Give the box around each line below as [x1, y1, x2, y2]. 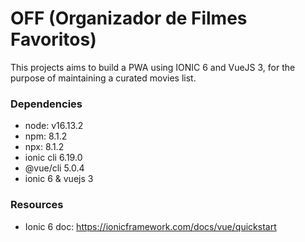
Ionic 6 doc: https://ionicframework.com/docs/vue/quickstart [24, 220, 277, 232]
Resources [10, 198, 64, 212]
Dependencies [10, 97, 83, 111]
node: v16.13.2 [24, 120, 84, 132]
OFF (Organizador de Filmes [10, 7, 248, 30]
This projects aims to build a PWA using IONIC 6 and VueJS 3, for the [10, 61, 296, 73]
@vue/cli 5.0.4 [24, 162, 85, 174]
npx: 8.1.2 [24, 141, 65, 153]
